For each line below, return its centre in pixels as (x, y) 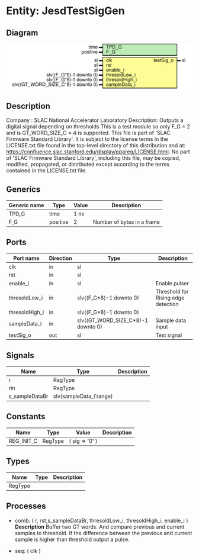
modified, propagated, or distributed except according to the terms (88, 165)
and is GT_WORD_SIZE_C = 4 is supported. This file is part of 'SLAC (88, 133)
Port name (26, 258)
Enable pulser (172, 283)
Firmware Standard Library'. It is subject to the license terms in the (87, 139)
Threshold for (172, 291)
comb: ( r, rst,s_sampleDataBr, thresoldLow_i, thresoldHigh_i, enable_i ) (101, 520)
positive (59, 222)
